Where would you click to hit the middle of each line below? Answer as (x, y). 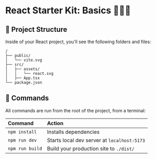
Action (55, 123)
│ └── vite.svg (24, 60)
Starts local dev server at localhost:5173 (96, 140)
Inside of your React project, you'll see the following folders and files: (78, 42)
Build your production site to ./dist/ (91, 148)
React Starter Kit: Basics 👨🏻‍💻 (68, 11)
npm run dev (23, 140)
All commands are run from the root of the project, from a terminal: (75, 110)
